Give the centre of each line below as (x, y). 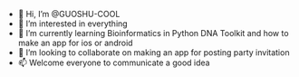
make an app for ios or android (75, 43)
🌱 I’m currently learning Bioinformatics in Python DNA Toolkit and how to (153, 33)
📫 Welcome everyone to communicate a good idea (114, 63)
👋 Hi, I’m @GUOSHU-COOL (69, 14)
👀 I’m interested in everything (73, 24)
